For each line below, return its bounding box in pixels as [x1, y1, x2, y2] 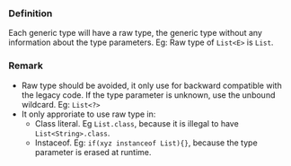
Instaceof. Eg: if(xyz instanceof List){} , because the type [34, 137, 258, 148]
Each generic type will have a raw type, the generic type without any [8, 28, 262, 39]
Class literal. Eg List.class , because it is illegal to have [34, 118, 239, 128]
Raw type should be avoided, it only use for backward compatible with [21, 80, 282, 91]
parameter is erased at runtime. [34, 146, 152, 157]
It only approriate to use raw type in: [21, 109, 156, 119]
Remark [8, 59, 44, 72]
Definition [8, 7, 53, 20]
